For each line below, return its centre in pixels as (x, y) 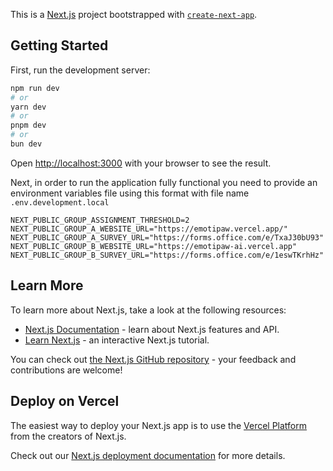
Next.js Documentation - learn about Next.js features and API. (152, 329)
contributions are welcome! (66, 370)
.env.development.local (60, 202)
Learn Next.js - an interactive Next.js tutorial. (117, 340)
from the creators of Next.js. (68, 436)
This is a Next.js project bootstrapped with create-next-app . (134, 14)
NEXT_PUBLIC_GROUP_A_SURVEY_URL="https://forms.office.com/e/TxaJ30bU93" (167, 237)
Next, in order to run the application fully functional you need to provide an (164, 182)
